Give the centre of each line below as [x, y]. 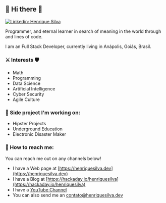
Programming [27, 78]
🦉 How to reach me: [30, 147]
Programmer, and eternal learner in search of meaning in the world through [83, 31]
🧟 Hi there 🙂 [24, 9]
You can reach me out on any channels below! [53, 158]
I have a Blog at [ [30, 179]
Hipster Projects [29, 124]
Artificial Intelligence [34, 89]
